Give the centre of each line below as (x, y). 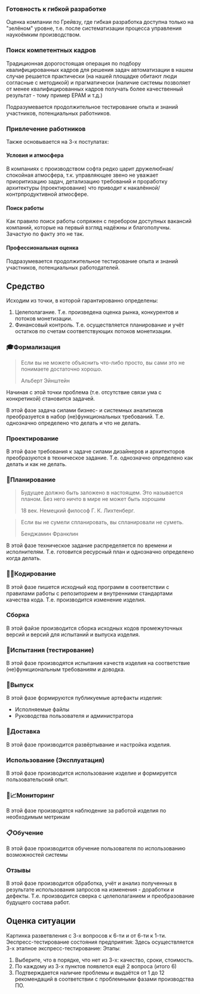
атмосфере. (73, 194)
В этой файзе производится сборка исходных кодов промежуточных (94, 628)
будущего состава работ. (38, 902)
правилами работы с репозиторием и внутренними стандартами (90, 593)
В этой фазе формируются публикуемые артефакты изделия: (84, 698)
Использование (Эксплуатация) (56, 760)
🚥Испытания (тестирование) (50, 650)
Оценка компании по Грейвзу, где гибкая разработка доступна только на (100, 22)
